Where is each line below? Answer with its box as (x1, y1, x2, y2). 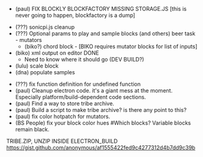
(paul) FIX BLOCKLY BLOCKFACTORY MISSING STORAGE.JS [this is (15, 5, 187, 12)
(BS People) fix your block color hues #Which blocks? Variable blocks (15, 119, 191, 127)
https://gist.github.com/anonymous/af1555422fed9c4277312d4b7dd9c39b (6, 144, 196, 151)
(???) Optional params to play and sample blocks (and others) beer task (15, 30, 196, 37)
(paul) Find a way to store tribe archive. (15, 100, 114, 107)
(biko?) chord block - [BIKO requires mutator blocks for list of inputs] (24, 43, 197, 50)
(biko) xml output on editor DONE (15, 49, 99, 57)
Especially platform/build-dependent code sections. (15, 94, 146, 100)
